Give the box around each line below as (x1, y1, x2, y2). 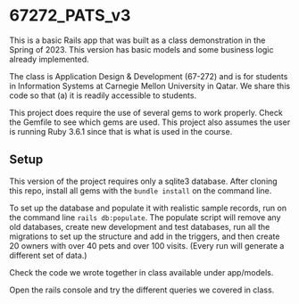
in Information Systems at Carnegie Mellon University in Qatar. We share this (9, 80, 291, 91)
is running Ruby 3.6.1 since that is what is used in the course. (9, 126, 233, 136)
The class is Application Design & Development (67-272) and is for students (9, 70, 288, 81)
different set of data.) (9, 250, 87, 260)
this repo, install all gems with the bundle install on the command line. (9, 185, 272, 196)
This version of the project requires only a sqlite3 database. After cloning (9, 176, 278, 186)
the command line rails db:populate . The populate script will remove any (9, 211, 281, 223)
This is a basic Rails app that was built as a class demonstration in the (9, 35, 266, 45)
